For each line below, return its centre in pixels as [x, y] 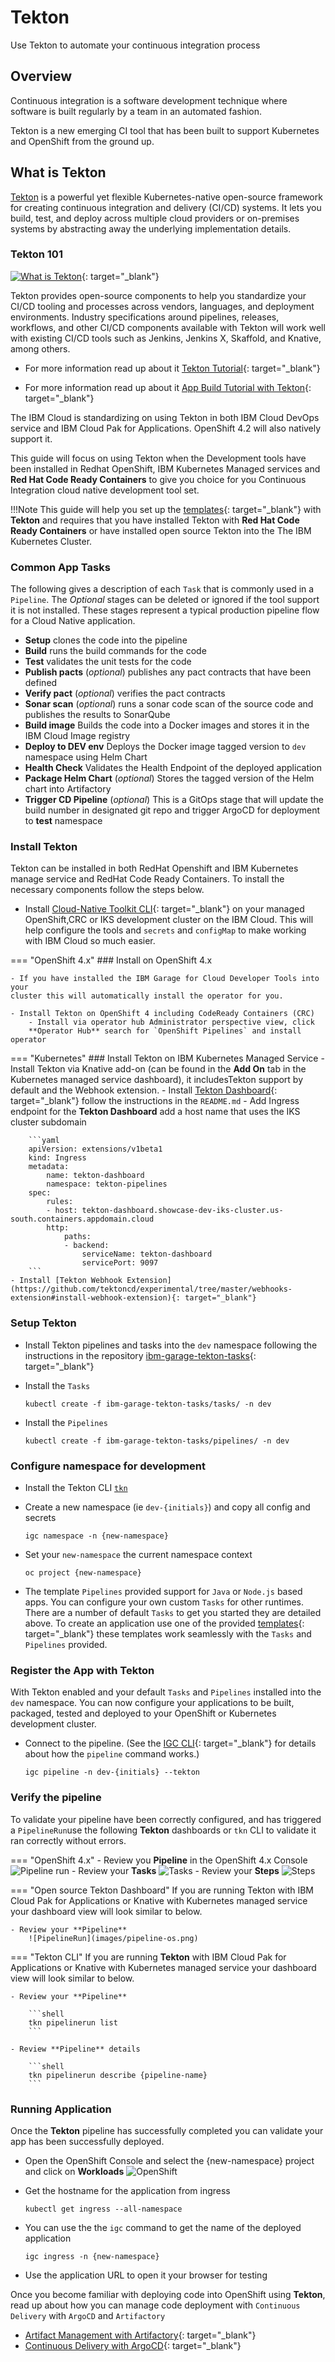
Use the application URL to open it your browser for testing [146, 2275]
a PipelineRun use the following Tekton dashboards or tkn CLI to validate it [163, 1830]
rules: [60, 1202]
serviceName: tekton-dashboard [147, 1254]
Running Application [61, 2109]
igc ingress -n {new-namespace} [92, 2256]
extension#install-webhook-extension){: [96, 1298]
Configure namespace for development [108, 1466]
